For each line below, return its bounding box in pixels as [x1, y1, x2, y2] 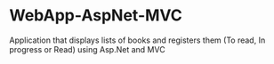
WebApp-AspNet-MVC [9, 5, 182, 26]
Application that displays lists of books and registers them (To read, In [9, 35, 266, 45]
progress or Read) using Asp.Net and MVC [9, 44, 166, 54]
